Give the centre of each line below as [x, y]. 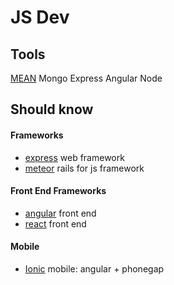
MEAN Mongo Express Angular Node [86, 78]
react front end [55, 223]
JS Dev [40, 17]
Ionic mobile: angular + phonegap [94, 269]
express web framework [74, 157]
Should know [52, 109]
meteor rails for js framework [84, 168]
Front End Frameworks [58, 191]
